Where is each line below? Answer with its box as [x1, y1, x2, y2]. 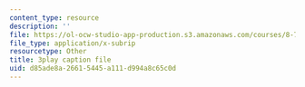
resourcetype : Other [9, 47, 88, 56]
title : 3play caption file [9, 55, 112, 64]
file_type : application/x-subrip [9, 38, 136, 48]
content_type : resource [9, 13, 100, 23]
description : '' [9, 22, 71, 31]
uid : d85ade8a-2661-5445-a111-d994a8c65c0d [9, 64, 177, 73]
